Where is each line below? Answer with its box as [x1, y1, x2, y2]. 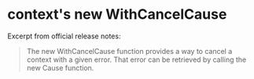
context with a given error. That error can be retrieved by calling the [26, 55, 247, 64]
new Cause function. [26, 63, 94, 72]
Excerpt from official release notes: [7, 31, 121, 41]
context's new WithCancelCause [7, 5, 227, 23]
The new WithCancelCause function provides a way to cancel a [26, 46, 233, 56]
